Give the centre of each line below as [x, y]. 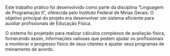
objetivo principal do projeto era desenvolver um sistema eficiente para [80, 18]
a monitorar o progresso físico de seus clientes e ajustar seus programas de [85, 44]
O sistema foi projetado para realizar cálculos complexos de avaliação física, [85, 33]
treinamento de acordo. [30, 49]
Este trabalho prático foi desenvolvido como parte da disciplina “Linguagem [84, 7]
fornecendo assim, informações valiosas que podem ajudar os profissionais [84, 38]
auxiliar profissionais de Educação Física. [48, 23]
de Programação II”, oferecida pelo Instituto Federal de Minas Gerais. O [79, 13]
